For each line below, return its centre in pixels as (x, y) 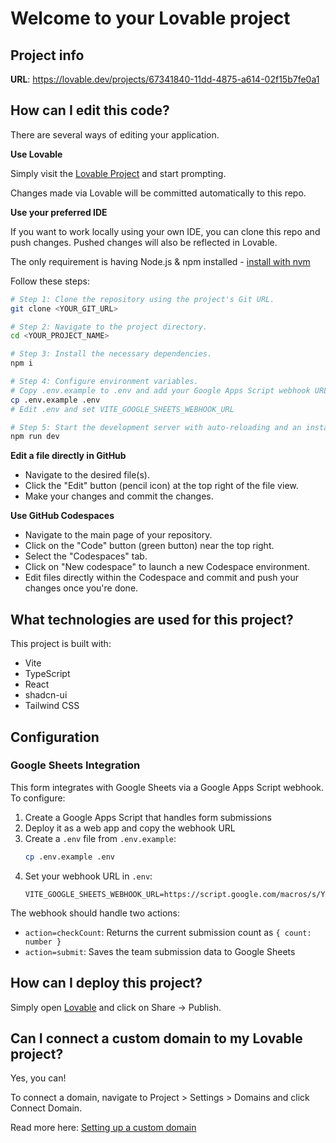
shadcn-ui (46, 695)
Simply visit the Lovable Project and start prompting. (118, 173)
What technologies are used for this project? (152, 619)
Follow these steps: (50, 281)
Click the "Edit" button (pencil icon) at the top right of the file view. (161, 486)
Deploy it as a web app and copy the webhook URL (130, 828)
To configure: (38, 798)
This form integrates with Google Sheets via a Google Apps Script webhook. (167, 787)
